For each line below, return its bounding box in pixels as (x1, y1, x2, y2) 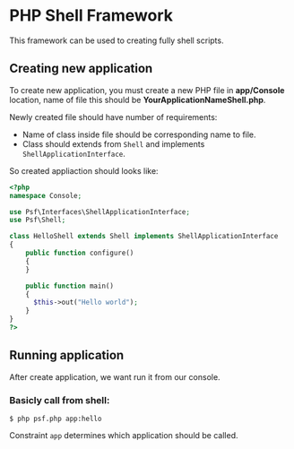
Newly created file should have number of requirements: (9, 111, 218, 122)
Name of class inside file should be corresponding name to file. (22, 129, 257, 140)
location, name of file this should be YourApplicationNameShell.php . (9, 94, 266, 105)
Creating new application (9, 61, 153, 76)
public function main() (25, 281, 115, 290)
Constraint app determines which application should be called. (9, 429, 239, 440)
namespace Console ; (9, 191, 82, 200)
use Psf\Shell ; (9, 216, 66, 225)
